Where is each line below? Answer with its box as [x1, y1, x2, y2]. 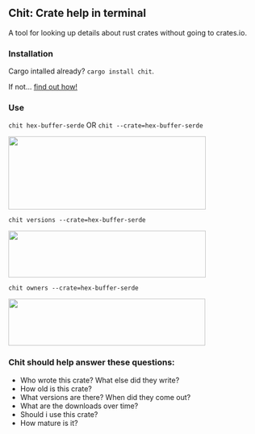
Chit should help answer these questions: [8, 357, 175, 368]
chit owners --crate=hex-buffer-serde [8, 284, 139, 293]
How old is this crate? [19, 383, 93, 394]
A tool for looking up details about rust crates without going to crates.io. [8, 27, 248, 37]
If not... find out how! [8, 82, 78, 92]
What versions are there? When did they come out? [19, 392, 191, 402]
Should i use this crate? [19, 409, 98, 419]
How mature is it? [19, 418, 78, 428]
